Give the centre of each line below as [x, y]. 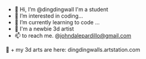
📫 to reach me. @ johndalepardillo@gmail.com [73, 36]
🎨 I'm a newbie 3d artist [44, 29]
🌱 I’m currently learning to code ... [57, 22]
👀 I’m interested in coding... [49, 16]
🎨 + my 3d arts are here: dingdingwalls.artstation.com [73, 50]
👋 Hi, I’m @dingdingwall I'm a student [61, 9]
